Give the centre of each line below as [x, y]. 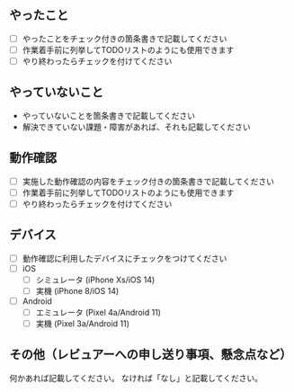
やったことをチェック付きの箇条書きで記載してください [125, 39]
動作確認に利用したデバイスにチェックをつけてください [125, 258]
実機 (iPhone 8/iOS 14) [77, 290]
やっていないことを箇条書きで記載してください [109, 115]
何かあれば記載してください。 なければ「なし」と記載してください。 [136, 378]
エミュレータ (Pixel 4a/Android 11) [98, 312]
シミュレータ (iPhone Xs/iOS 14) [95, 280]
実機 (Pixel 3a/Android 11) [83, 324]
